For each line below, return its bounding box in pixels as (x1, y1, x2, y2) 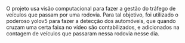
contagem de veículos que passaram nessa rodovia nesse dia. (6, 30, 160, 37)
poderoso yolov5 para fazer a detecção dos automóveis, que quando (6, 18, 176, 24)
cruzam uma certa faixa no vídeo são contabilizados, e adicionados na (6, 24, 180, 31)
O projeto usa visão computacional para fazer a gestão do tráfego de (6, 5, 176, 12)
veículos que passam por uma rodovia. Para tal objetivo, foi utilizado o (6, 11, 179, 18)
